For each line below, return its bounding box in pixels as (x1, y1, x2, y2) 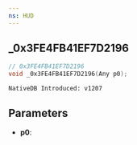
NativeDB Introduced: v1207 (8, 85, 103, 93)
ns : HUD (8, 11, 35, 20)
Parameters (8, 106, 68, 120)
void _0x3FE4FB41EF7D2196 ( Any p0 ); (8, 70, 128, 79)
